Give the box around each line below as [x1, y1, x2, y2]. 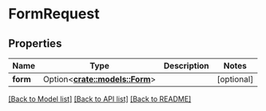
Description [163, 61, 209, 71]
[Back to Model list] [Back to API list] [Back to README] [8, 94, 192, 104]
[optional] [216, 73, 254, 85]
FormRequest [8, 5, 100, 23]
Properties [8, 37, 62, 50]
